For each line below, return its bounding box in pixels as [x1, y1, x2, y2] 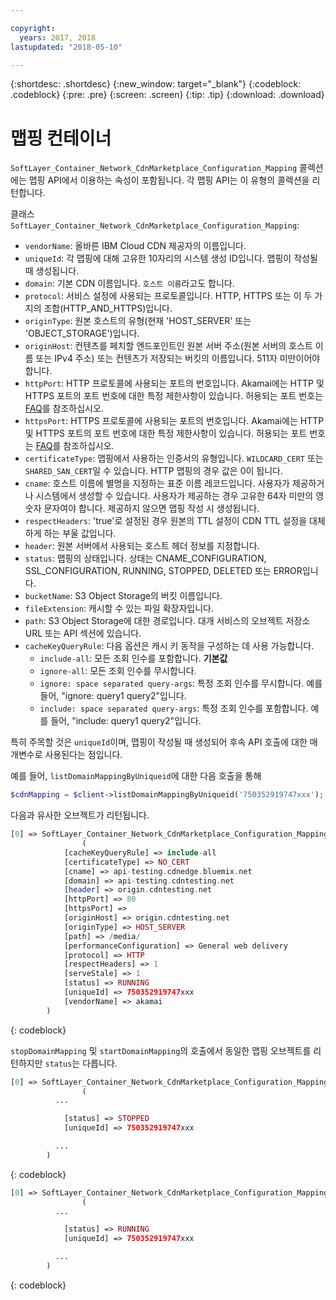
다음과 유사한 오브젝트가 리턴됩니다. [10, 809, 150, 821]
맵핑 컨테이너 [10, 127, 112, 150]
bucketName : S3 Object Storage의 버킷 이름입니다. [24, 590, 223, 602]
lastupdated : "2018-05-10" [10, 42, 123, 52]
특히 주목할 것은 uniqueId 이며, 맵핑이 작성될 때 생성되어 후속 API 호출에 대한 [10, 736, 308, 748]
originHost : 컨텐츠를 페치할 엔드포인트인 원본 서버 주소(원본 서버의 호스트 [24, 340, 313, 352]
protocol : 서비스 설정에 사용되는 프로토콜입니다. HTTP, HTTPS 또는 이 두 [24, 290, 313, 302]
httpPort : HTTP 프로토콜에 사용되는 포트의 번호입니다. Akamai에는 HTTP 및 [24, 377, 325, 390]
